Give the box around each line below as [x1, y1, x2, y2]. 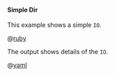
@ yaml [7, 61, 27, 69]
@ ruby [7, 35, 26, 43]
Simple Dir [7, 6, 38, 14]
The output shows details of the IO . [7, 48, 108, 56]
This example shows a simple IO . [7, 21, 102, 29]
